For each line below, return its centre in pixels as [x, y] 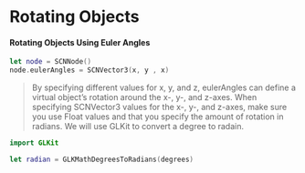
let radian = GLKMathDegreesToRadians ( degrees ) [102, 160]
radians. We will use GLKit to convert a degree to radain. [138, 127]
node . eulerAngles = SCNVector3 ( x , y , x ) [89, 70]
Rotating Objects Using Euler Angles [80, 42]
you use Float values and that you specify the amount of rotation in [158, 117]
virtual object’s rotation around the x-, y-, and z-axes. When [144, 97]
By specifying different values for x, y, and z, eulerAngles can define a [164, 87]
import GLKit [34, 143]
